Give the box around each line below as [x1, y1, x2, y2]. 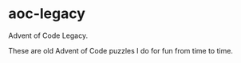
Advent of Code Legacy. [8, 31, 89, 40]
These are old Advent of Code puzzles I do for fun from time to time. [8, 46, 234, 55]
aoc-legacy [8, 5, 86, 23]
